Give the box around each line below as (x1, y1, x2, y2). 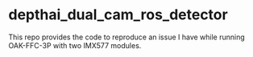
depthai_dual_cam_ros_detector (8, 6, 228, 24)
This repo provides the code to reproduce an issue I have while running (8, 32, 246, 42)
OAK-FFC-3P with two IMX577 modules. (8, 40, 142, 50)
